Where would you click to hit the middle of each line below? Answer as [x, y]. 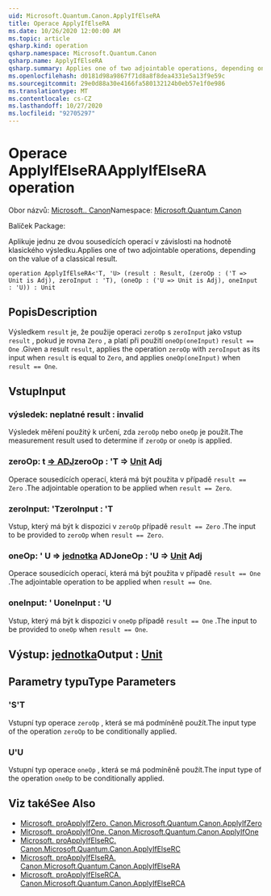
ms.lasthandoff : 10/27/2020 [56, 106]
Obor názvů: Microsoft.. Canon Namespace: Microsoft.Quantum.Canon [125, 210]
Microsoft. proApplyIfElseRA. [68, 857]
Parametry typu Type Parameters [92, 682]
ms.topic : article [39, 38]
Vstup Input [37, 391]
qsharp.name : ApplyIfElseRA [56, 61]
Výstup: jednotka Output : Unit [85, 655]
